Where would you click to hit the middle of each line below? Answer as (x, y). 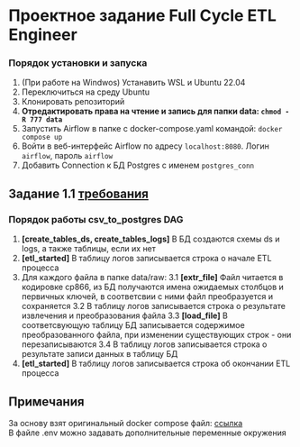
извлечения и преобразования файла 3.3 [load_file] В (125, 315)
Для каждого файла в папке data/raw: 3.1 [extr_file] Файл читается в (152, 278)
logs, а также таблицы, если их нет (89, 249)
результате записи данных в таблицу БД (100, 354)
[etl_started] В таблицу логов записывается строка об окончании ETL (156, 364)
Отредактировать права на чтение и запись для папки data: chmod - (155, 111)
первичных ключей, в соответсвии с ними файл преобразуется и (147, 296)
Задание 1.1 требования (79, 193)
